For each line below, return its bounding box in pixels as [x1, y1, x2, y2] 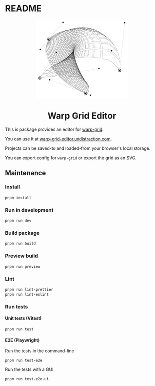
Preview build [5, 252, 38, 259]
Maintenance [5, 169, 46, 177]
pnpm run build [5, 241, 36, 246]
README [5, 3, 42, 14]
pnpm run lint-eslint [5, 292, 49, 297]
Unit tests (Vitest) [5, 315, 42, 321]
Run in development [5, 206, 54, 213]
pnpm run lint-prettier [5, 287, 54, 292]
